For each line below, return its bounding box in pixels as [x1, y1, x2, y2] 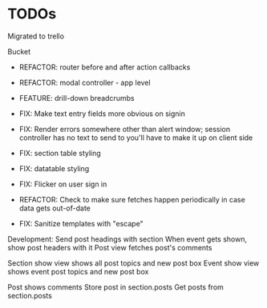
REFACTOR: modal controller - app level [18, 78, 151, 87]
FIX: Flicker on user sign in [18, 179, 107, 189]
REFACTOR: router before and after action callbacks [18, 62, 191, 72]
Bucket [7, 46, 31, 56]
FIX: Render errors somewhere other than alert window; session [18, 124, 231, 134]
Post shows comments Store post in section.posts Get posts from [7, 282, 224, 292]
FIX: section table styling [18, 148, 101, 158]
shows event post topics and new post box [7, 266, 149, 276]
